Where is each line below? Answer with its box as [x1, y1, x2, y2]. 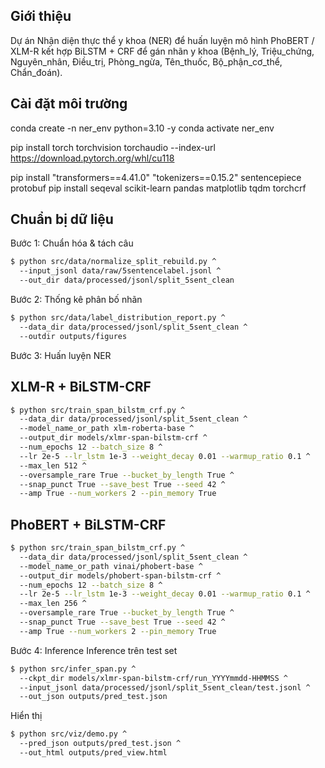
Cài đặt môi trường [10, 95, 128, 113]
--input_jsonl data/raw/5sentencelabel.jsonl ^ [19, 266, 222, 276]
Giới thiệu [10, 8, 72, 25]
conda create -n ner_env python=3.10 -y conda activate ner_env [10, 122, 275, 134]
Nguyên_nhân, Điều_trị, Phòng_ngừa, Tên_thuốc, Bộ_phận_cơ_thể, [10, 55, 283, 68]
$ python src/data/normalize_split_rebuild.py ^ [10, 257, 217, 267]
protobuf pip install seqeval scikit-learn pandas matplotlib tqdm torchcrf [10, 182, 307, 194]
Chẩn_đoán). [10, 66, 63, 78]
